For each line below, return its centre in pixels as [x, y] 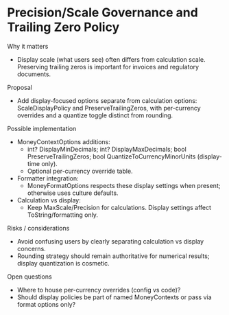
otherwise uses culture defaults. [73, 193]
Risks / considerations [38, 228]
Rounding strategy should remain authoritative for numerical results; [113, 256]
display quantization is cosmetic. [63, 263]
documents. [34, 74]
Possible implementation [42, 128]
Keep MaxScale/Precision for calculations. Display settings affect [119, 207]
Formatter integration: [48, 178]
